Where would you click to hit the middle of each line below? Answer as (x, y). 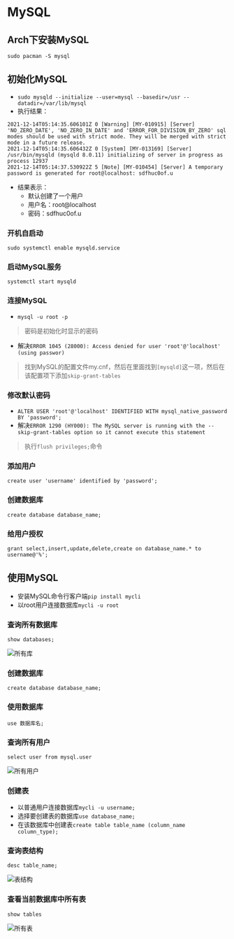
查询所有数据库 (32, 624)
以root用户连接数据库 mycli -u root (68, 605)
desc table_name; (32, 866)
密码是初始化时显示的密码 (61, 331)
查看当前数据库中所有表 (46, 899)
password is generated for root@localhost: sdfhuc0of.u (90, 173)
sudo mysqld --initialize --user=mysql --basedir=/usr (99, 97)
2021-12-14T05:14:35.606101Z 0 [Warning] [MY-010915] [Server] (101, 124)
